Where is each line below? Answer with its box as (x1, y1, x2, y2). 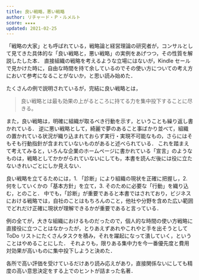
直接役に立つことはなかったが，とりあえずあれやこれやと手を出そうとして (6, 225, 188, 232)
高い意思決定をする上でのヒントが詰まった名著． (16, 267, 137, 275)
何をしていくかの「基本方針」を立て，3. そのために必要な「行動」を (6, 182, 173, 189)
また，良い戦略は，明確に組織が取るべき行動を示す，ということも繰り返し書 (6, 117, 194, 125)
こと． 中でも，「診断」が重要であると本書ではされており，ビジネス (26, 190, 191, 197)
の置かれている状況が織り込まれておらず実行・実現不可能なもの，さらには (6, 132, 188, 140)
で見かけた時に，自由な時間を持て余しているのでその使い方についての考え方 (6, 65, 193, 72)
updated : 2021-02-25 (6, 25, 58, 32)
